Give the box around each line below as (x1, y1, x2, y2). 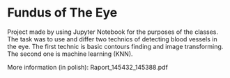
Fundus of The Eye (7, 5, 118, 21)
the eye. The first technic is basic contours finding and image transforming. (7, 42, 224, 50)
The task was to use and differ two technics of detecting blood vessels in (7, 35, 217, 43)
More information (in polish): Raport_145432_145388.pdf (7, 63, 169, 71)
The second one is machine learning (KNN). (7, 50, 134, 58)
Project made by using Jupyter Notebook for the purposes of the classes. (7, 28, 218, 36)
